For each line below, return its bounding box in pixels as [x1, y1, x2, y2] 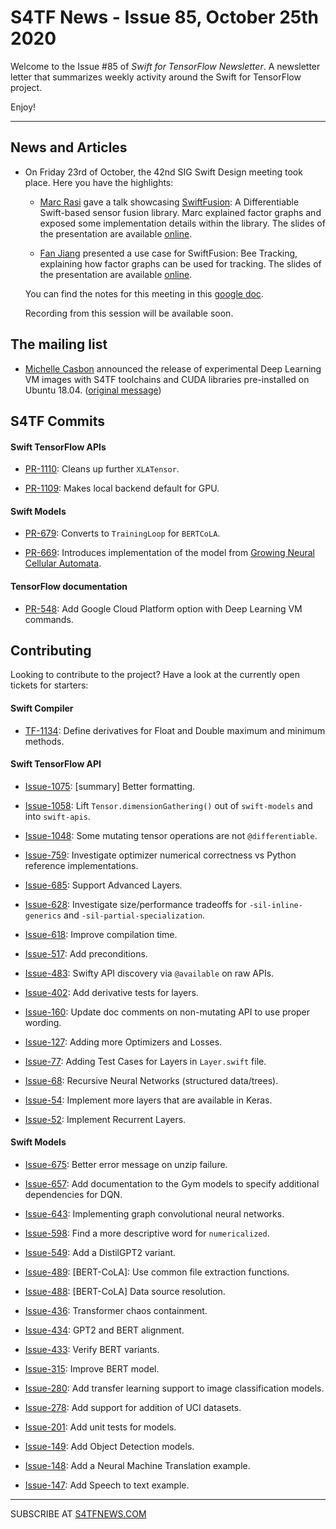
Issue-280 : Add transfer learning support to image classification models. [24, 1382, 325, 1394]
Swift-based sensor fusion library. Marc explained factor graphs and [39, 206, 322, 218]
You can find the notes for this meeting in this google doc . [24, 287, 264, 300]
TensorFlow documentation [10, 580, 128, 592]
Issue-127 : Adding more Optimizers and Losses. [24, 1036, 223, 1048]
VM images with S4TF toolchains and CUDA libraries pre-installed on [24, 373, 310, 385]
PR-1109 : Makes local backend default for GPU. [24, 482, 220, 495]
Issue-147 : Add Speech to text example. [24, 1479, 190, 1491]
